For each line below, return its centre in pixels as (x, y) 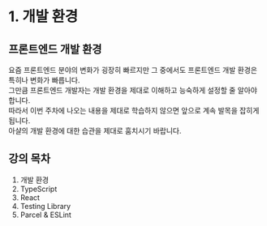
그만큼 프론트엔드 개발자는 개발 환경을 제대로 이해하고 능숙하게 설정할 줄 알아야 (133, 90)
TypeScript (39, 189)
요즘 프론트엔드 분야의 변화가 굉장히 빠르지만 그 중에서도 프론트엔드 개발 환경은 (133, 70)
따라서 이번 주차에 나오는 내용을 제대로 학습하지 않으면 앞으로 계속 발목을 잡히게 (134, 111)
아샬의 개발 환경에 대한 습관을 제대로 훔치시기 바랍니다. (95, 131)
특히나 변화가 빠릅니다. (44, 80)
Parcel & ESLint (45, 215)
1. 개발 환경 (43, 17)
